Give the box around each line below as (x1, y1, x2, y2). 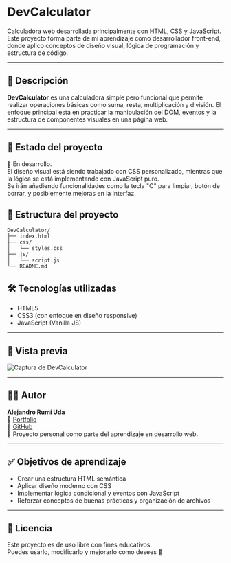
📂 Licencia (7, 522, 53, 534)
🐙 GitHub (7, 422, 33, 430)
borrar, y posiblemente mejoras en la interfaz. (7, 189, 136, 197)
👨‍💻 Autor (7, 389, 47, 402)
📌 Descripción (7, 75, 69, 87)
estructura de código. (7, 49, 69, 57)
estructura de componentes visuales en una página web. (7, 115, 168, 124)
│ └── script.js (7, 257, 60, 264)
